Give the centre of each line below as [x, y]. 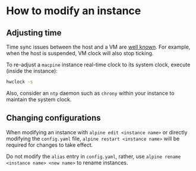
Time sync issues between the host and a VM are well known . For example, [98, 47]
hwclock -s [20, 82]
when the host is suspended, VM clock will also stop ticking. [80, 53]
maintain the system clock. [39, 99]
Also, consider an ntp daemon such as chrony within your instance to [90, 93]
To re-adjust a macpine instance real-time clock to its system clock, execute [98, 64]
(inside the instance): [32, 71]
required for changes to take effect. [50, 145]
